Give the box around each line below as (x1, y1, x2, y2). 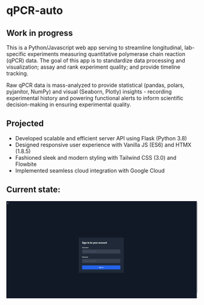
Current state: (6, 185, 61, 195)
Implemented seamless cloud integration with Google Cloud (15, 166, 165, 174)
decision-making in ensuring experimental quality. (6, 101, 132, 108)
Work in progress (6, 28, 73, 38)
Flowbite (15, 160, 37, 168)
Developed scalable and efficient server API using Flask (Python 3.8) (15, 134, 187, 142)
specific (6, 50, 27, 58)
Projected (6, 118, 44, 129)
